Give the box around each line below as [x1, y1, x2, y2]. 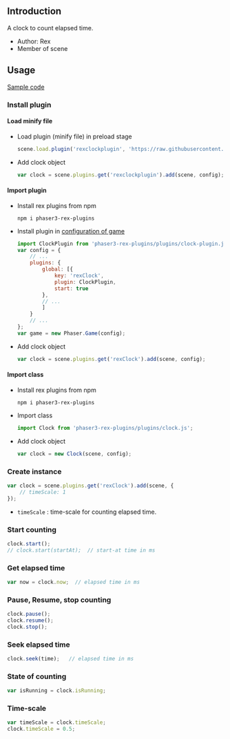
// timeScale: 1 [19, 488, 67, 495]
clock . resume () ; [7, 616, 54, 624]
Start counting [7, 525, 57, 534]
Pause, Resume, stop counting [7, 595, 112, 605]
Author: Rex [17, 37, 51, 45]
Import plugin [7, 186, 47, 195]
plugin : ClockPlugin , [54, 278, 116, 285]
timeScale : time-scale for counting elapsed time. [17, 508, 157, 516]
